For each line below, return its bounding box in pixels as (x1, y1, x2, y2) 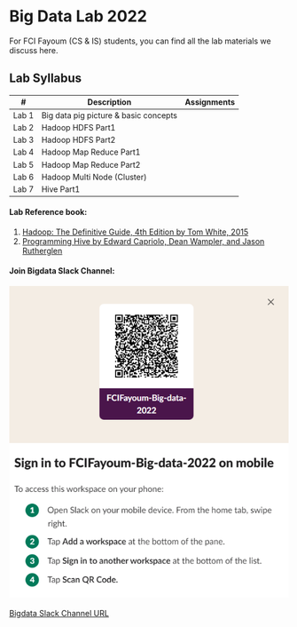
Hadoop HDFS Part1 (41, 122, 116, 132)
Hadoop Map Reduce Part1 (41, 147, 141, 157)
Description (87, 97, 132, 107)
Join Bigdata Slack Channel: (9, 266, 115, 276)
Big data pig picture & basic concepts (41, 109, 177, 121)
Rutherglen (21, 245, 63, 256)
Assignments (184, 97, 236, 107)
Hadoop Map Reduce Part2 (41, 159, 141, 170)
